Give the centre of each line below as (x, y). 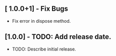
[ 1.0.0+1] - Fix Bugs (37, 9)
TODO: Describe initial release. (44, 49)
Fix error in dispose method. (41, 21)
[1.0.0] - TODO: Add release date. (58, 37)
